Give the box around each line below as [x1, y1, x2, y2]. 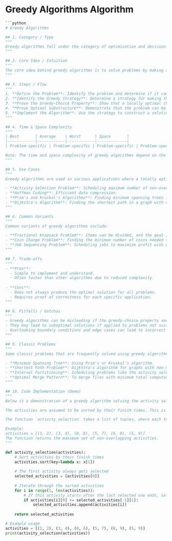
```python [5, 21, 27, 26]
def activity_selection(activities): [5, 450, 86, 455]
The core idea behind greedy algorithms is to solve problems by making [5, 68, 164, 73]
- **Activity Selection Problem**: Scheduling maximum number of [5, 186, 147, 191]
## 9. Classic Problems [5, 341, 56, 347]
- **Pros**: [5, 266, 31, 271]
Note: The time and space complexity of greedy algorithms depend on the [5, 153, 166, 158]
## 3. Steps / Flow [5, 82, 47, 87]
